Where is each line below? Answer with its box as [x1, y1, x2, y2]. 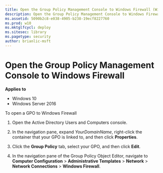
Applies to [5, 86, 26, 92]
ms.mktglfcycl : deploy [5, 25, 51, 30]
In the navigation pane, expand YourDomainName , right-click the [12, 129, 142, 135]
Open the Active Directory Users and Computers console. [12, 120, 128, 125]
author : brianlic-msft [5, 39, 51, 44]
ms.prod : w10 [5, 20, 32, 26]
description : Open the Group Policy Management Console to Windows [5, 12, 145, 17]
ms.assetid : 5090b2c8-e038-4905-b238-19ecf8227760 [5, 16, 110, 21]
